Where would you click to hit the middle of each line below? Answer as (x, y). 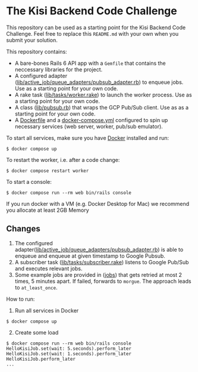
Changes (23, 229)
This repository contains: (37, 51)
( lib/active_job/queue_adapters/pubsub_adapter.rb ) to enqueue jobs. (99, 82)
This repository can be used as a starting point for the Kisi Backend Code (96, 27)
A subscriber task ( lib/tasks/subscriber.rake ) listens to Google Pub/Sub (102, 262)
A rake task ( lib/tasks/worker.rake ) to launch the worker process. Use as (103, 95)
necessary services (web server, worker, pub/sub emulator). (89, 126)
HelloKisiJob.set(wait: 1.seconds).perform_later (69, 354)
